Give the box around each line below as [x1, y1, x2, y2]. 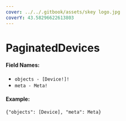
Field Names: [5, 62, 40, 69]
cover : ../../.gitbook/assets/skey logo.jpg [5, 9, 121, 15]
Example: [5, 95, 30, 103]
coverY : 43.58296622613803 [5, 15, 74, 21]
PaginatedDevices [5, 41, 100, 55]
